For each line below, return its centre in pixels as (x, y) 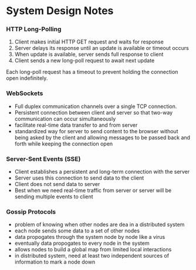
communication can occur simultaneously (65, 119)
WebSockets (25, 93)
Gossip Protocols (31, 212)
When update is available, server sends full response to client (89, 55)
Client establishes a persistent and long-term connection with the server (102, 172)
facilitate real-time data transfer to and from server (76, 125)
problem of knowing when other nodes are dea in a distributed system (99, 225)
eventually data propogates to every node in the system (82, 243)
